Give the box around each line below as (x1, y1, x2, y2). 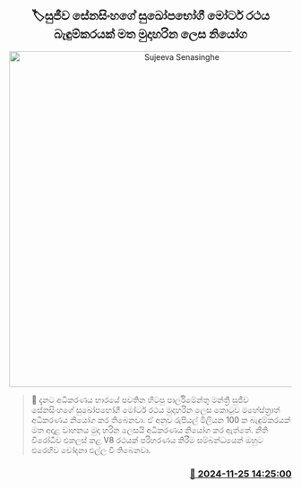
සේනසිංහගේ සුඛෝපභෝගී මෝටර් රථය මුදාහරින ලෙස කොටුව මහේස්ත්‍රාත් (30, 404, 280, 415)
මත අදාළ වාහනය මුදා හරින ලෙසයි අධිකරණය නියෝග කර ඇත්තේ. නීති (30, 425, 269, 435)
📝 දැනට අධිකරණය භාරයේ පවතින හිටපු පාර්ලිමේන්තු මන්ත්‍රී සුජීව (30, 394, 249, 405)
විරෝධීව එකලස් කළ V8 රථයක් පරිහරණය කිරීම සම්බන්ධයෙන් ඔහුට (30, 434, 264, 445)
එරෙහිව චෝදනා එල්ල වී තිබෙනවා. (30, 444, 151, 455)
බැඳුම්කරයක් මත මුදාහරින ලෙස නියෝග (53, 27, 248, 42)
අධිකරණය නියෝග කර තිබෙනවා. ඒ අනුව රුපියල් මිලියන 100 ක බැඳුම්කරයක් (30, 414, 291, 425)
